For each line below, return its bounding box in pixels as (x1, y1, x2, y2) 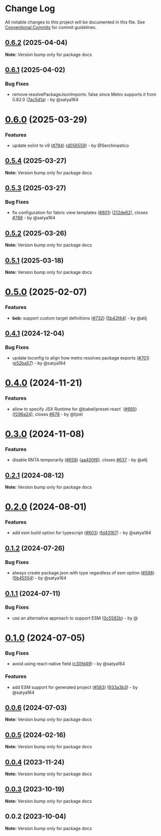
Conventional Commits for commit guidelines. (5, 24, 97, 30)
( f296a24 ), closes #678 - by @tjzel (12, 411, 83, 417)
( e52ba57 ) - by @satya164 (12, 360, 66, 366)
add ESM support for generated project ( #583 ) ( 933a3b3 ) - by (12, 684, 138, 690)
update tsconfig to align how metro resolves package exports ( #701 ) (12, 355, 150, 361)
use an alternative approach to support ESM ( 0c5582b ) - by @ (12, 615, 138, 621)
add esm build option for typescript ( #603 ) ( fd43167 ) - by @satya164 (12, 530, 151, 536)
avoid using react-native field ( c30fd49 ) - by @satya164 (12, 661, 125, 667)
